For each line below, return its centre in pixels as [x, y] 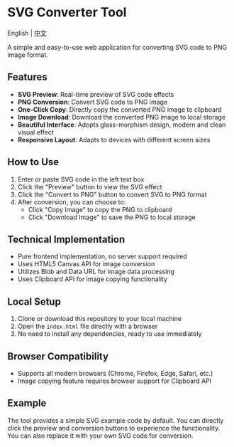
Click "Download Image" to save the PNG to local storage [112, 217]
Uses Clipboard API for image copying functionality [93, 279]
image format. [28, 55]
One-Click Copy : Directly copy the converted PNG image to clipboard [119, 109]
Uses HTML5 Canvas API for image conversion [86, 264]
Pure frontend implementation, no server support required [102, 256]
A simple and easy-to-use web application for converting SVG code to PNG [117, 47]
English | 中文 [27, 33]
